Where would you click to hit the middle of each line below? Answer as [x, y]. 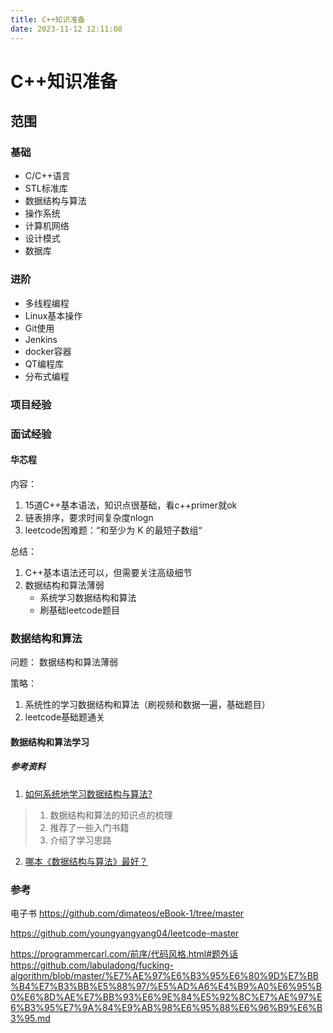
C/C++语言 [47, 176]
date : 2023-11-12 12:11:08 [66, 29]
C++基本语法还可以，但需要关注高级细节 [108, 572]
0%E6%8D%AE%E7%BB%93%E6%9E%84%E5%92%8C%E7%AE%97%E [166, 997]
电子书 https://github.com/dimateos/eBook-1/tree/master [127, 913]
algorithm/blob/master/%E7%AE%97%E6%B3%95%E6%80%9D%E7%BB [165, 975]
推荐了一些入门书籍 [89, 827]
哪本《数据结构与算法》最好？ [86, 861]
